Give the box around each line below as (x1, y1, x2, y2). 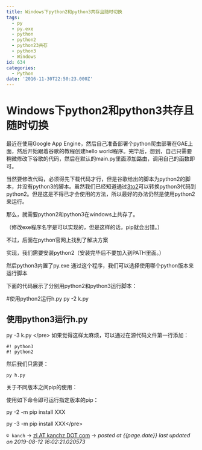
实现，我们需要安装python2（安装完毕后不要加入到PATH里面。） (6, 249, 165, 257)
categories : (6, 64, 36, 71)
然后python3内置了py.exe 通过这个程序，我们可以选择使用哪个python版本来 (6, 262, 194, 269)
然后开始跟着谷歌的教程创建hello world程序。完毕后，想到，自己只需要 (16, 148, 192, 155)
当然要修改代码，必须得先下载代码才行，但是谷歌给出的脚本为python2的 (6, 175, 186, 183)
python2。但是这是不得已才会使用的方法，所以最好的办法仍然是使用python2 (6, 190, 195, 198)
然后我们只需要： (6, 360, 49, 367)
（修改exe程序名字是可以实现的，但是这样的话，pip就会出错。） (6, 223, 163, 231)
